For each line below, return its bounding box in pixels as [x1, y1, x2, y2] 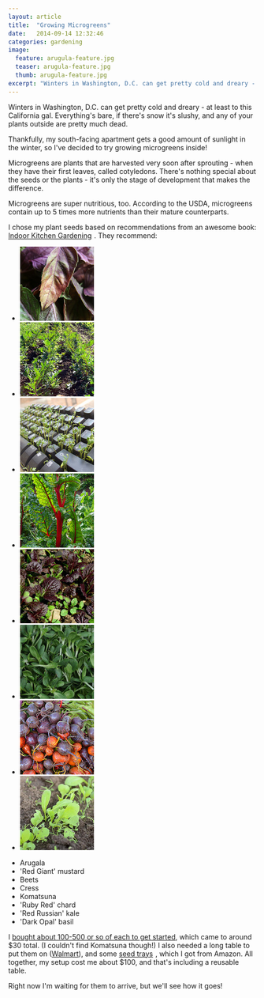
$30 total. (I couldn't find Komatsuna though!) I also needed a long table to [8, 940, 251, 950]
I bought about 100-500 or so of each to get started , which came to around [8, 932, 252, 941]
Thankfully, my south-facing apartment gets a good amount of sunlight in [8, 134, 246, 144]
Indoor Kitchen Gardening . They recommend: [8, 230, 158, 240]
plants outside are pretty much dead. [8, 119, 128, 128]
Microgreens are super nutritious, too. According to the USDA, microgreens [8, 198, 253, 208]
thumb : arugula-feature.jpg [15, 71, 108, 79]
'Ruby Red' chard [19, 900, 76, 909]
